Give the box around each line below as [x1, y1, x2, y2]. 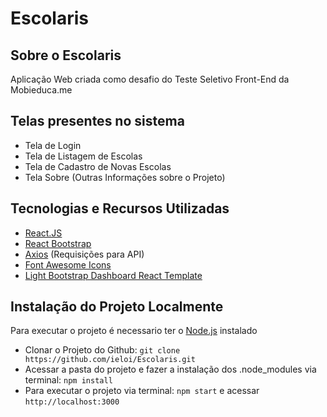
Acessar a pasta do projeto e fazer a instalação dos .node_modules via [24, 363, 317, 376]
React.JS [24, 227, 63, 239]
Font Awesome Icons [24, 258, 112, 271]
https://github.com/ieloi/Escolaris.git [24, 355, 196, 365]
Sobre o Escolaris [10, 47, 122, 64]
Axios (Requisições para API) [24, 248, 145, 260]
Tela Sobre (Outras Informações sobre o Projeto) [24, 171, 226, 183]
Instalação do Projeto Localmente [10, 298, 224, 316]
